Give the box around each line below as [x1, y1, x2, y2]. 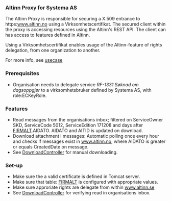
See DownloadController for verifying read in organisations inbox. [12, 190, 151, 196]
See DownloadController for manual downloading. [12, 149, 118, 155]
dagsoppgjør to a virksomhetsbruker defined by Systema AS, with [12, 87, 152, 93]
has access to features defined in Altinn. [5, 32, 90, 38]
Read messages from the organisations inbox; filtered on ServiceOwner [12, 116, 163, 122]
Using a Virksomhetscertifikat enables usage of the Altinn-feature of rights [5, 42, 162, 48]
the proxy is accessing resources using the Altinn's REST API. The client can [5, 27, 166, 33]
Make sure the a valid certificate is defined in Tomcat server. [12, 173, 140, 180]
